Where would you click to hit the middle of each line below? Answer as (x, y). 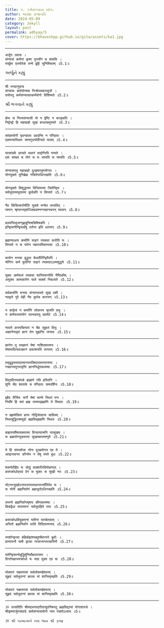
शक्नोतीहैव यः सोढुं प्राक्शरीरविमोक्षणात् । (33, 467)
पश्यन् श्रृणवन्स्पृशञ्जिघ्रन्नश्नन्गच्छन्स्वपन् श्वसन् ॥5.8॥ (42, 210)
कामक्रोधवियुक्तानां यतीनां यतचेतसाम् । (32, 520)
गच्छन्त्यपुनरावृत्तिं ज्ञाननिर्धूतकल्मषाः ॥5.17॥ (36, 367)
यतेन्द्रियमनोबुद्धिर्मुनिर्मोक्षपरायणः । (27, 554)
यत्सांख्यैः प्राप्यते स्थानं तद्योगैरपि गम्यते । (34, 153)
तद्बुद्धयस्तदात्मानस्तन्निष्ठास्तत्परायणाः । (31, 363)
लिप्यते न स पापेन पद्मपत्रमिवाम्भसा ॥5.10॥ (37, 245)
